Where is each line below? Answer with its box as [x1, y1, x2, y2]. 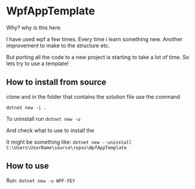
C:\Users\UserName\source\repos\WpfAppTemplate [6, 145, 127, 151]
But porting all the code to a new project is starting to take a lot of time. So [6, 53, 190, 60]
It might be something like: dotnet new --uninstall [6, 138, 132, 145]
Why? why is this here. [6, 24, 62, 31]
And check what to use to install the [6, 127, 95, 134]
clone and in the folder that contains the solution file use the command [6, 93, 181, 100]
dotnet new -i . [6, 105, 47, 111]
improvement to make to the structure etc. [6, 42, 110, 49]
